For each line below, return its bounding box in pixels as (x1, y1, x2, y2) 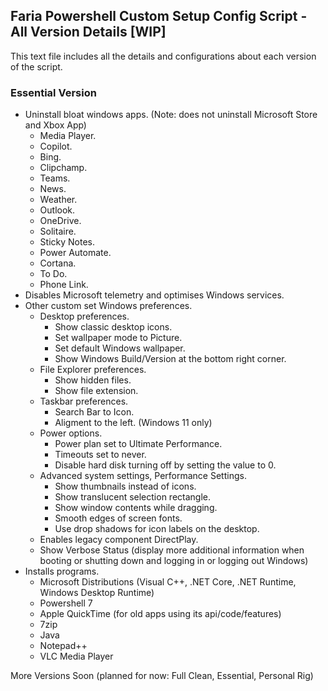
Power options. (39, 427, 103, 439)
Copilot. (39, 140, 73, 153)
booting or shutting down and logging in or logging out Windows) (39, 555, 309, 567)
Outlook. (39, 204, 76, 216)
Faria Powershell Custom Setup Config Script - (10, 8, 308, 25)
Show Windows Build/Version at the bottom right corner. (54, 353, 287, 365)
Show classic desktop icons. (54, 321, 173, 333)
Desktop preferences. (39, 310, 130, 323)
